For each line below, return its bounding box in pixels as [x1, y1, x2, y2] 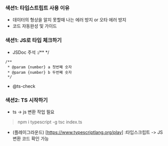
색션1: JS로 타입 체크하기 [5, 37, 62, 44]
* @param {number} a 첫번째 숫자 [7, 64, 72, 70]
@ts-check [12, 83, 36, 89]
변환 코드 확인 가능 [12, 135, 49, 141]
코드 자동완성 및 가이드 [12, 23, 57, 29]
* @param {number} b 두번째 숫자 [7, 70, 72, 75]
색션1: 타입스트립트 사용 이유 [5, 4, 70, 11]
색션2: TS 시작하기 [5, 96, 48, 103]
